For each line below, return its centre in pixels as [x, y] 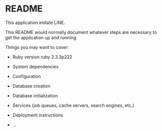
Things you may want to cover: [37, 47]
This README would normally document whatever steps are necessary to [81, 32]
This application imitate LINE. [35, 22]
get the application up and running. [41, 37]
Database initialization [35, 95]
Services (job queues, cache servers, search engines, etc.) [73, 105]
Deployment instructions [38, 115]
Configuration [26, 76]
